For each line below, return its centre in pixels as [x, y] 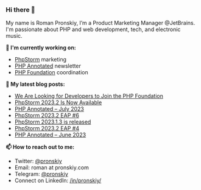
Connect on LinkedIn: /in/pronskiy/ [58, 181]
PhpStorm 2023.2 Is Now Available [58, 102]
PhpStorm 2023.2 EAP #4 [47, 128]
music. [14, 36]
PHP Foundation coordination [51, 72]
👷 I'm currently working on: [41, 47]
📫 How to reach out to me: [40, 147]
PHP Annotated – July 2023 [49, 109]
